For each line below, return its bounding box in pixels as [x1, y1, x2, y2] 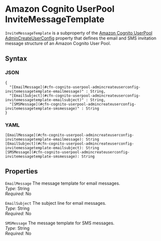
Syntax [5, 55, 27, 63]
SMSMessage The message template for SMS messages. [5, 220, 115, 226]
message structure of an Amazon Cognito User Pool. [5, 40, 111, 46]
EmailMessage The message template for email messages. [5, 180, 121, 186]
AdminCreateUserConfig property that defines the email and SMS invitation [5, 35, 157, 41]
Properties [5, 167, 38, 175]
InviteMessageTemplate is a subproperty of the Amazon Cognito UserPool [5, 30, 153, 36]
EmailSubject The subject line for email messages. [5, 200, 106, 206]
